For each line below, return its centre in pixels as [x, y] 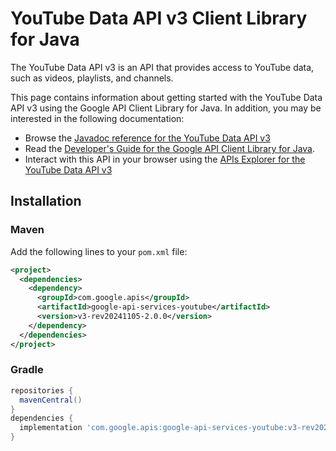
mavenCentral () [51, 400]
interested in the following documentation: [97, 118]
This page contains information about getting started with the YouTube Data [166, 97]
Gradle [27, 370]
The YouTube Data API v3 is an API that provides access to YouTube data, [162, 67]
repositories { [42, 390]
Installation [46, 201]
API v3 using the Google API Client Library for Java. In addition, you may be [166, 108]
